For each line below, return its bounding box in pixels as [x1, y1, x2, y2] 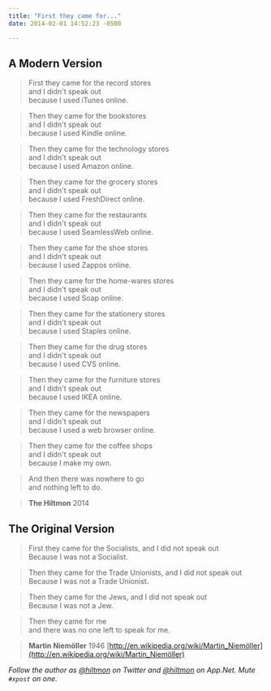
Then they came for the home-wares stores [28, 276, 174, 286]
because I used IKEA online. [28, 392, 123, 402]
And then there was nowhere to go [28, 474, 144, 484]
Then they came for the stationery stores [28, 309, 166, 319]
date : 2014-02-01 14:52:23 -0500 [8, 19, 122, 28]
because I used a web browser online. [28, 425, 156, 435]
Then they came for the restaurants [28, 210, 148, 220]
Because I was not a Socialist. [28, 552, 128, 562]
